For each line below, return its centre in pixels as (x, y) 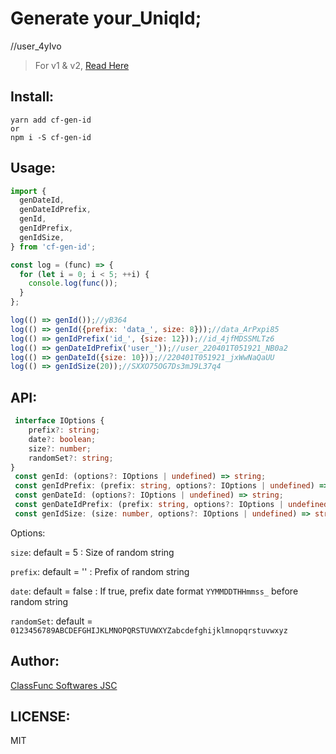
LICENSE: (40, 716)
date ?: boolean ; (62, 439)
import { (28, 191)
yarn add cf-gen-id (51, 120)
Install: (32, 97)
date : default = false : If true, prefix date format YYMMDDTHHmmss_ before (154, 591)
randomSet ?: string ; (71, 458)
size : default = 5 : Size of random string (92, 552)
